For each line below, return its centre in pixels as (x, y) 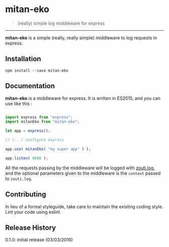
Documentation (30, 86)
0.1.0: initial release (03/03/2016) (39, 240)
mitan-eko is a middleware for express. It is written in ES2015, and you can (83, 98)
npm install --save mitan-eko (37, 71)
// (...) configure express (35, 140)
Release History (31, 228)
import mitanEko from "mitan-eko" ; (43, 122)
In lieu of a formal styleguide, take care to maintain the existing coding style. (84, 206)
